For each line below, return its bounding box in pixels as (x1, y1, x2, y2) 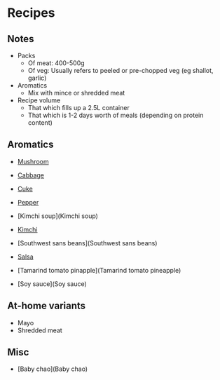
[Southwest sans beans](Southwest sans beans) (17, 238, 158, 247)
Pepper (17, 198, 39, 206)
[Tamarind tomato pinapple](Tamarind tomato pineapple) (17, 266, 181, 274)
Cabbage (17, 170, 44, 179)
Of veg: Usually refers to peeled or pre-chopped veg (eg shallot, (27, 67, 214, 74)
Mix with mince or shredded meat (27, 89, 125, 97)
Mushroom (17, 157, 49, 165)
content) (27, 118, 53, 127)
